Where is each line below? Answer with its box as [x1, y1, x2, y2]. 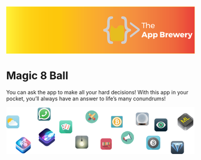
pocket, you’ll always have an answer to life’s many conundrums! [6, 95, 166, 102]
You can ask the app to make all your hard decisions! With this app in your [6, 88, 188, 96]
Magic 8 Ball [6, 69, 69, 82]
